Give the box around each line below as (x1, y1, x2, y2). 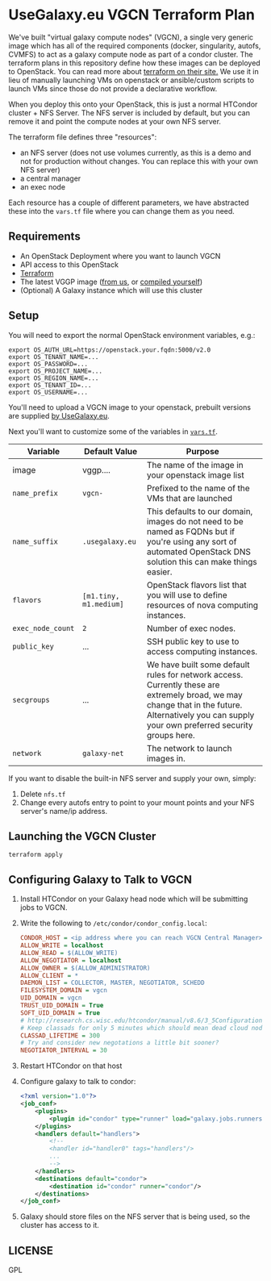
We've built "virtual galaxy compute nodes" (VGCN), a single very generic (8, 32, 254, 42)
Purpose (186, 445, 219, 457)
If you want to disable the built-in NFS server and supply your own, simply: (8, 773, 256, 783)
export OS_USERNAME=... (8, 388, 89, 396)
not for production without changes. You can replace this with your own (19, 156, 259, 166)
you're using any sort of (146, 536, 237, 547)
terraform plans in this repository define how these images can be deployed (8, 58, 261, 68)
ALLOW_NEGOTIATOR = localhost (19, 956, 123, 965)
